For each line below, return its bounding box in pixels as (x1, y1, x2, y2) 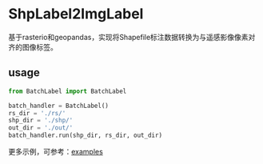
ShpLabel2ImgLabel (8, 5, 144, 23)
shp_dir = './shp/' (8, 117, 74, 125)
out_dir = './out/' (8, 124, 74, 132)
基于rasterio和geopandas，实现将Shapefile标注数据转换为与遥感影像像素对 (8, 32, 256, 42)
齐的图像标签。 (8, 42, 58, 52)
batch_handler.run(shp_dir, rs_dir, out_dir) (8, 131, 162, 140)
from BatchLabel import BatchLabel (8, 87, 127, 95)
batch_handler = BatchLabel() (8, 102, 110, 110)
